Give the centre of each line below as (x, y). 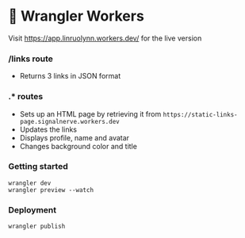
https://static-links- (200, 114)
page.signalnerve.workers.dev (70, 121)
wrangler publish (37, 226)
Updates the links (48, 129)
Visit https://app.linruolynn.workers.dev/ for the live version (105, 38)
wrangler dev (30, 183)
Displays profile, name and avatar (74, 137)
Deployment (33, 209)
